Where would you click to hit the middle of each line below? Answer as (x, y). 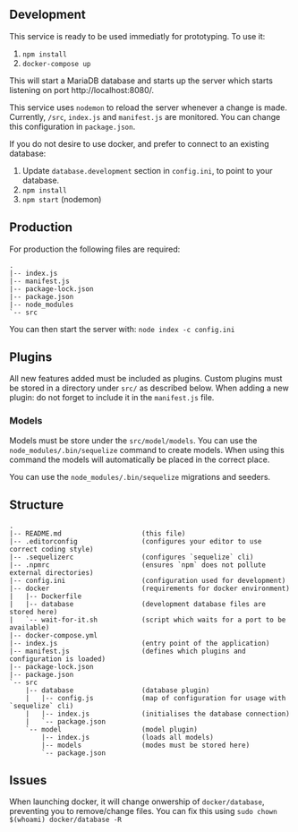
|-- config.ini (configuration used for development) (148, 580)
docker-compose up (56, 64)
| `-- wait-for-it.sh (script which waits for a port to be (148, 620)
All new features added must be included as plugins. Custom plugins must (146, 379)
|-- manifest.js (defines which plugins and (128, 651)
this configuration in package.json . (72, 126)
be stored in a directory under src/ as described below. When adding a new (149, 388)
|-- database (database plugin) (118, 690)
